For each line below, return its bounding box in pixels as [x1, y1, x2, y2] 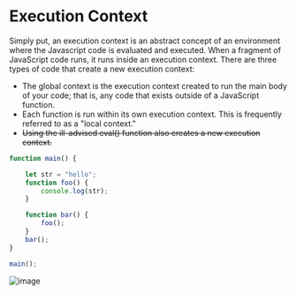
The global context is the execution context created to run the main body [21, 80, 288, 91]
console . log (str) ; [41, 186, 109, 195]
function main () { [9, 154, 77, 163]
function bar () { [25, 210, 89, 220]
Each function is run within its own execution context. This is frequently [21, 109, 283, 119]
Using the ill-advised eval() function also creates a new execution [21, 127, 261, 138]
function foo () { [25, 178, 89, 187]
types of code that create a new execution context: [9, 64, 195, 74]
